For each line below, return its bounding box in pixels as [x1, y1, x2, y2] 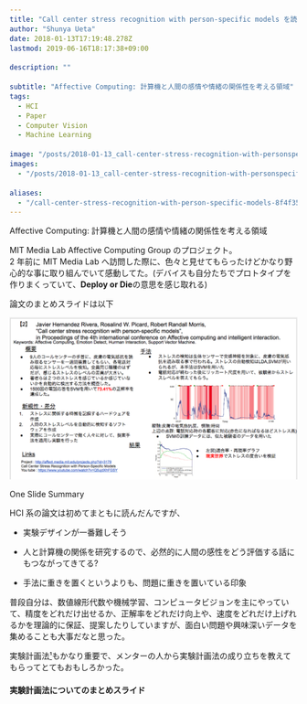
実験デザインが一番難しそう [22, 527, 128, 539]
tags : [9, 91, 30, 101]
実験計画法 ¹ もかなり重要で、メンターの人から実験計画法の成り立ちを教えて [9, 650, 292, 662]
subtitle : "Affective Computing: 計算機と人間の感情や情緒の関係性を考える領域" [9, 82, 294, 91]
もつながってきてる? [22, 558, 99, 569]
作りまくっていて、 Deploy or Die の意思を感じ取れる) [9, 279, 208, 290]
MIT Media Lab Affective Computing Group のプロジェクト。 [9, 245, 238, 256]
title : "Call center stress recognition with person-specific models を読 [9, 15, 298, 24]
